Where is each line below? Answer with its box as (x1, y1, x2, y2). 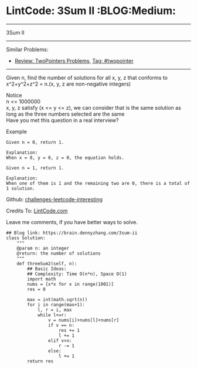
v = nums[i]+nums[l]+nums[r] (47, 317, 119, 323)
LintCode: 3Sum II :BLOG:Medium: (6, 4, 176, 18)
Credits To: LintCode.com (6, 207, 68, 214)
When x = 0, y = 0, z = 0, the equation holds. (6, 154, 125, 161)
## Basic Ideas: (27, 266, 67, 272)
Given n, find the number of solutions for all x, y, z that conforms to (6, 74, 168, 81)
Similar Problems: (6, 46, 49, 53)
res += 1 (58, 327, 80, 333)
